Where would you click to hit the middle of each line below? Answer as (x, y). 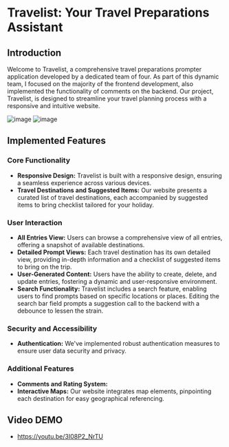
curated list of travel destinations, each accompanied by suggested (112, 197)
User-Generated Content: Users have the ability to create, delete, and (117, 274)
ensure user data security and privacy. (72, 351)
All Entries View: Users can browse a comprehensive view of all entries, (120, 237)
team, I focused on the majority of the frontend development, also (100, 84)
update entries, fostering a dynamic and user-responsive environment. (117, 281)
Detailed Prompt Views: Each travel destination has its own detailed (114, 252)
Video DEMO (35, 420)
